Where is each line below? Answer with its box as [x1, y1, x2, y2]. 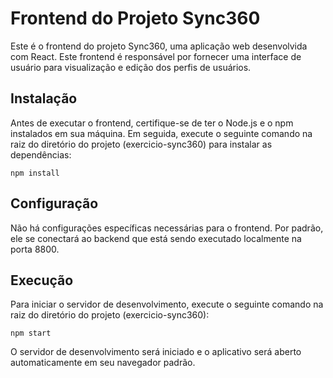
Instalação [10, 90, 78, 107]
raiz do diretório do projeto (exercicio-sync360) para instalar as [10, 138, 273, 150]
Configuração [10, 195, 99, 212]
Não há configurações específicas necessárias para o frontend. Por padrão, [10, 222, 324, 234]
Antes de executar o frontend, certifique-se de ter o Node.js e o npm [10, 117, 294, 129]
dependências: [10, 148, 72, 161]
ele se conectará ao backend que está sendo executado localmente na [10, 232, 302, 244]
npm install [10, 168, 60, 178]
